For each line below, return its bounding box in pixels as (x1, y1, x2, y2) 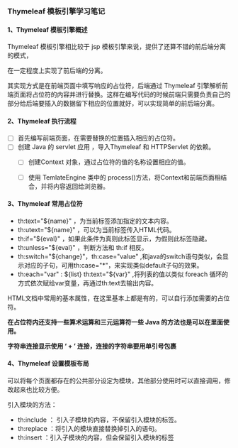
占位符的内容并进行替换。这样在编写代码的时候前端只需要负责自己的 (31, 90, 231, 99)
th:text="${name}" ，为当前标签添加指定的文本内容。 (17, 217, 174, 225)
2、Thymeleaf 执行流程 (7, 116, 76, 125)
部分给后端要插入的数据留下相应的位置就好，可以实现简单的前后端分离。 (7, 99, 218, 108)
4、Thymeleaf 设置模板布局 (7, 359, 90, 368)
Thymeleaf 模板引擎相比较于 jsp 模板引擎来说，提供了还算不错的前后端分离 (7, 43, 227, 51)
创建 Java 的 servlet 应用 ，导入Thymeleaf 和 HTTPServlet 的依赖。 (17, 143, 215, 151)
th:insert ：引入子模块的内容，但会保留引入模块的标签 (17, 433, 174, 442)
